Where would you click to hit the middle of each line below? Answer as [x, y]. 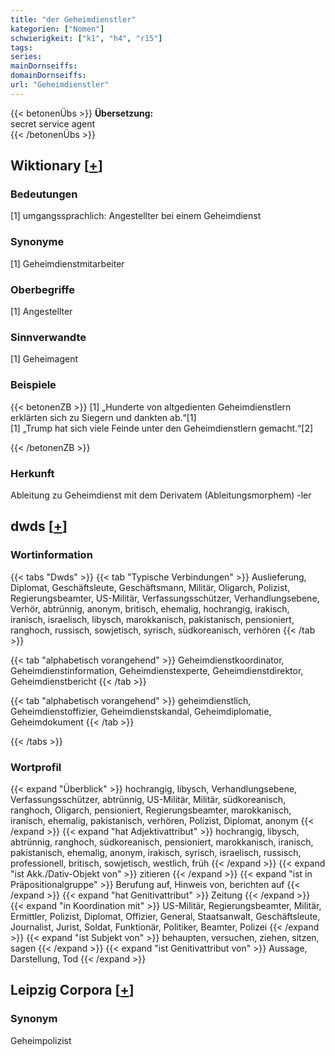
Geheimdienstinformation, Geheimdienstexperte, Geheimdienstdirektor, [157, 670]
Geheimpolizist [41, 1040]
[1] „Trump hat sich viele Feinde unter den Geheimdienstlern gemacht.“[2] [162, 428]
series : [26, 57]
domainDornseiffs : [48, 76]
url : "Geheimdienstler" [60, 85]
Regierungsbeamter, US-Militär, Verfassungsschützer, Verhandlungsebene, [165, 598]
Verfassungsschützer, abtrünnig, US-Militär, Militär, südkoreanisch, [148, 799]
